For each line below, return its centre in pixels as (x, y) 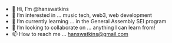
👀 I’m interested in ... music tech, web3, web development (82, 15)
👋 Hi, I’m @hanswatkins (40, 9)
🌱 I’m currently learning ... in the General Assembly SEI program (89, 21)
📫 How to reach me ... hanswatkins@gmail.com (70, 34)
